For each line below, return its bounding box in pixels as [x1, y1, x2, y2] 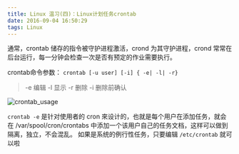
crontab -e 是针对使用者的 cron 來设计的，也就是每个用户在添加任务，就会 [7, 112, 227, 121]
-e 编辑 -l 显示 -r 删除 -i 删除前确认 [24, 83, 127, 92]
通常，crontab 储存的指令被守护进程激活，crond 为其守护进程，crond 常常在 [7, 44, 233, 53]
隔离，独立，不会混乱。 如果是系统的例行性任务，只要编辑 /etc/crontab [7, 130, 218, 139]
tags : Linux [7, 24, 43, 31]
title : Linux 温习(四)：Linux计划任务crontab [7, 10, 137, 18]
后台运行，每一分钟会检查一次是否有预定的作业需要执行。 [7, 53, 176, 61]
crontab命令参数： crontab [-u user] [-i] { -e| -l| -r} [7, 68, 178, 77]
